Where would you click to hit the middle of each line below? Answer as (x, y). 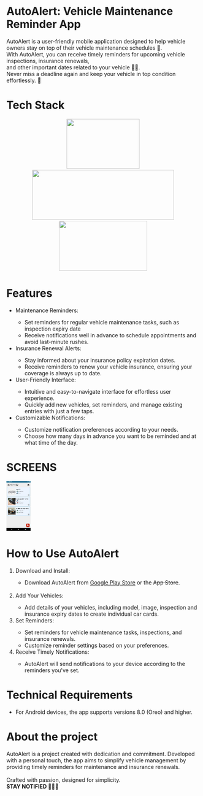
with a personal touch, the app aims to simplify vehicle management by (96, 760)
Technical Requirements (70, 695)
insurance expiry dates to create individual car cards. (92, 614)
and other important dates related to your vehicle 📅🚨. (73, 67)
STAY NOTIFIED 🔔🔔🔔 (33, 786)
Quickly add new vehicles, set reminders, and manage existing (103, 404)
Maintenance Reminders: (47, 310)
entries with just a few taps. (59, 411)
